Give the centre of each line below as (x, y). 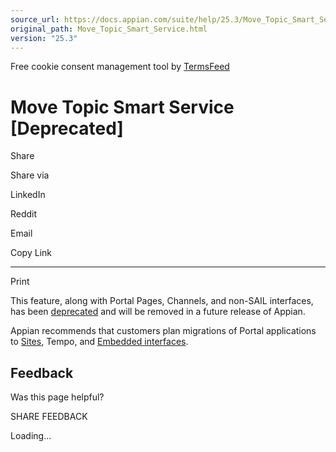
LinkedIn (28, 195)
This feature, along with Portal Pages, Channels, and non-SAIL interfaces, (162, 301)
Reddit (24, 214)
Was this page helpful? (57, 397)
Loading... (31, 436)
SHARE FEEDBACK (49, 417)
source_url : (35, 19)
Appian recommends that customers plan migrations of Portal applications (163, 331)
